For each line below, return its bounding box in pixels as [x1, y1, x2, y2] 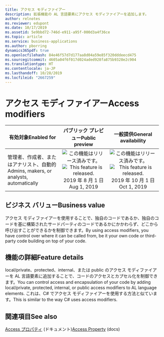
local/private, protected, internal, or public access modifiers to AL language [5, 285, 157, 291]
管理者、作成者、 [7, 153, 47, 160]
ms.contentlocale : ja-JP [5, 66, 56, 71]
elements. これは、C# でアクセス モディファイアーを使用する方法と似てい [5, 291, 153, 296]
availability [120, 137, 146, 144]
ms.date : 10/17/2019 [5, 25, 47, 30]
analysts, [7, 173, 28, 180]
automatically [7, 179, 39, 186]
